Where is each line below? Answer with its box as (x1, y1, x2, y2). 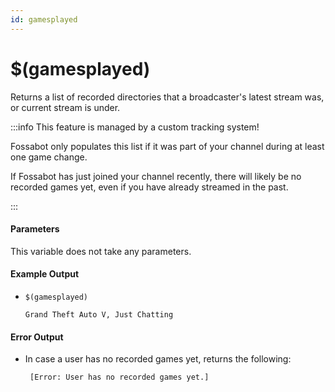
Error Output (10, 331, 64, 343)
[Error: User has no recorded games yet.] (29, 372, 210, 383)
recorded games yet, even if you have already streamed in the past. (10, 181, 289, 193)
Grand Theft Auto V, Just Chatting (24, 309, 174, 320)
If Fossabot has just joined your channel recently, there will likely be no (10, 170, 302, 182)
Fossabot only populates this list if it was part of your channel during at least (10, 140, 325, 152)
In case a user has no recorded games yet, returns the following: (24, 353, 292, 365)
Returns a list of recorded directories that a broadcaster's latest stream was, (10, 91, 325, 103)
